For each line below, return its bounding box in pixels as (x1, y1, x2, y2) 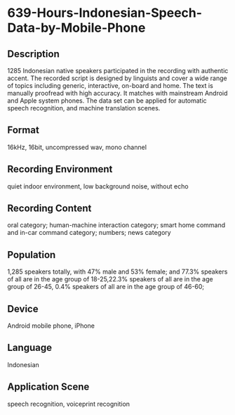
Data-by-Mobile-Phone (7, 20, 146, 36)
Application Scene (7, 381, 90, 393)
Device (7, 302, 39, 314)
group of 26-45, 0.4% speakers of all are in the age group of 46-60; (7, 283, 205, 291)
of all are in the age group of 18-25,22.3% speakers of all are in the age (7, 275, 213, 283)
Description (7, 48, 60, 60)
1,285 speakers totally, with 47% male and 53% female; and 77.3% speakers (7, 267, 228, 276)
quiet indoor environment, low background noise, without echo (7, 181, 189, 191)
